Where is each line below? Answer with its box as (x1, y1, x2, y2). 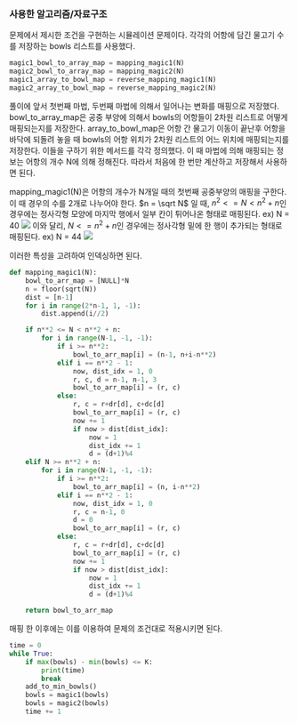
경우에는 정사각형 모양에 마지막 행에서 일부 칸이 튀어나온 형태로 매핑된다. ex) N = (9, 209, 290, 220)
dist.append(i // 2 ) (41, 309, 109, 318)
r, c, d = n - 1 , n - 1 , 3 (72, 375, 157, 384)
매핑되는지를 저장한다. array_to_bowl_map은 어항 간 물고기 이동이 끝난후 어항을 (9, 123, 286, 133)
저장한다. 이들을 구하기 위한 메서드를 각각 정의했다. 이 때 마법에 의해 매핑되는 (9, 145, 275, 156)
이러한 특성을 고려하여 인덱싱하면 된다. (9, 251, 142, 261)
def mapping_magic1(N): (9, 269, 98, 277)
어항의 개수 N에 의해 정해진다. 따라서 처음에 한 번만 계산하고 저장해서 (25, 156, 264, 166)
